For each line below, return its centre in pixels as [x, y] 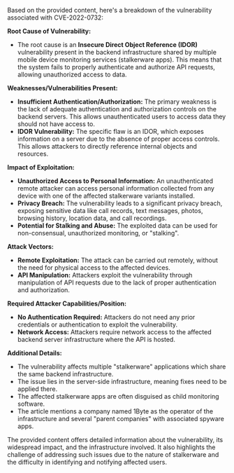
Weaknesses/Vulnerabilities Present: [63, 88]
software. [31, 404]
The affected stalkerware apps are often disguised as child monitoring [118, 396]
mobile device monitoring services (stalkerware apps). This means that [119, 60]
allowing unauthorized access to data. [72, 74]
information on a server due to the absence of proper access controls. [118, 139]
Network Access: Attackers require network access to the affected [114, 332]
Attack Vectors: [31, 247]
